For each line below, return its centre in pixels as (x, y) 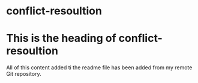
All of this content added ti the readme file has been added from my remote (99, 67)
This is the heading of (61, 39)
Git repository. (24, 74)
